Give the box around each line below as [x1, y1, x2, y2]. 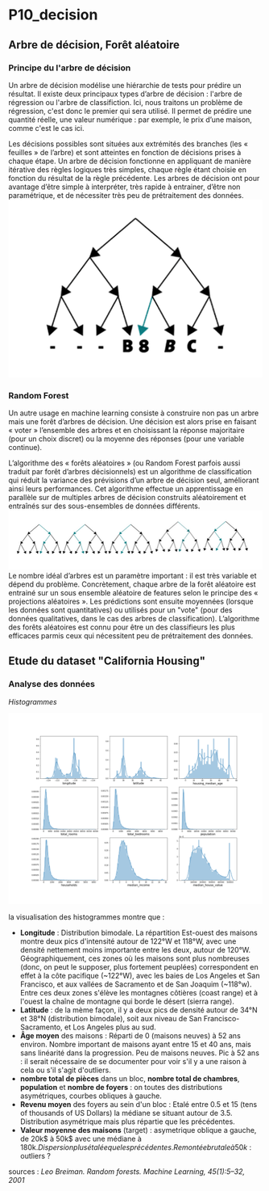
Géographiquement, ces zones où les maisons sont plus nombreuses [19, 953, 250, 963]
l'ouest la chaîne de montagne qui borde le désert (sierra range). [19, 996, 235, 1006]
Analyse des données [8, 679, 95, 690]
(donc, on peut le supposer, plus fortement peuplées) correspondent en [19, 962, 259, 971]
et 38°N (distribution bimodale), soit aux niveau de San [19, 1013, 202, 1023]
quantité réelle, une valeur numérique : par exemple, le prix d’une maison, [8, 115, 252, 124]
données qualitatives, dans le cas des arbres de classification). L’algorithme [8, 614, 260, 624]
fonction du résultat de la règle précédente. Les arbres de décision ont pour [8, 173, 260, 183]
